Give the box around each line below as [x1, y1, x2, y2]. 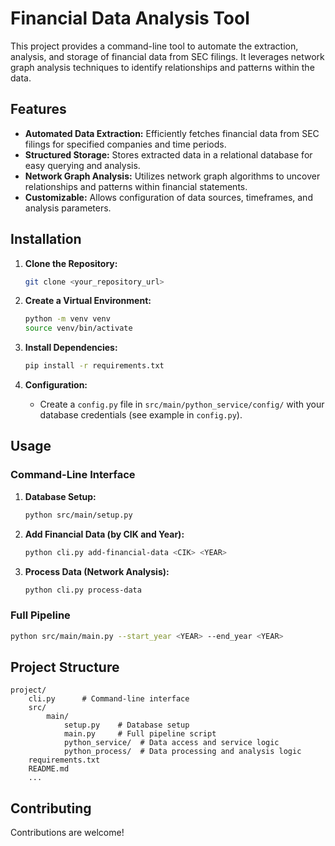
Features [10, 101, 67, 118]
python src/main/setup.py [24, 510, 133, 520]
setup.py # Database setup [63, 720, 190, 731]
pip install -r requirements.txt [24, 361, 165, 371]
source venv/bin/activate [24, 323, 133, 334]
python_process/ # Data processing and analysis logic [63, 747, 302, 757]
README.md [28, 764, 70, 774]
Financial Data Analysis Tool [10, 7, 250, 30]
